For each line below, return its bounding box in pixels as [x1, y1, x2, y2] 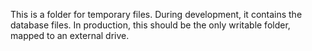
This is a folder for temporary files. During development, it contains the [10, 9, 303, 20]
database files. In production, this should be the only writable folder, [10, 19, 291, 31]
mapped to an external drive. [10, 30, 130, 41]
